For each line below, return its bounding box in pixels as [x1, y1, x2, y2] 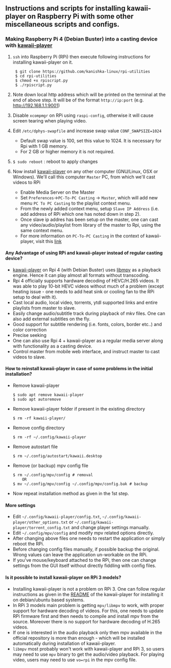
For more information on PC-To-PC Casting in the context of [20, 233, 145, 239]
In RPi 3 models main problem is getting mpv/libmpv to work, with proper [12, 602, 164, 608]
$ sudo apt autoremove [12, 397, 61, 402]
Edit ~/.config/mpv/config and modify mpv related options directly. [12, 530, 154, 536]
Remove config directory [12, 425, 65, 431]
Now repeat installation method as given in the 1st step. [12, 491, 129, 497]
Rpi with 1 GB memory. [20, 143, 68, 149]
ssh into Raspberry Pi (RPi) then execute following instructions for [12, 53, 151, 59]
